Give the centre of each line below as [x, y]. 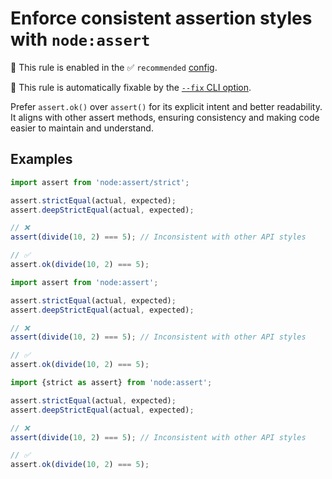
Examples [41, 159]
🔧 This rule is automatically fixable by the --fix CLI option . [131, 87]
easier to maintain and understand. [82, 128]
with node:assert [80, 39]
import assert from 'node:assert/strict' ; [100, 182]
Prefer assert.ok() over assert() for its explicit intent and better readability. [166, 106]
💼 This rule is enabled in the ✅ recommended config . [114, 67]
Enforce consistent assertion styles [161, 18]
